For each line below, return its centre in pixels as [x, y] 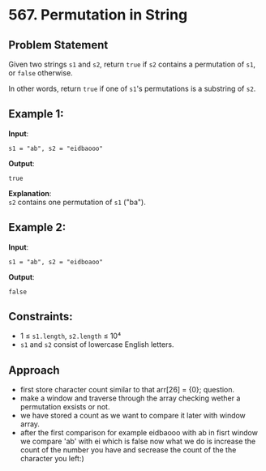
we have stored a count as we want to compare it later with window [133, 416]
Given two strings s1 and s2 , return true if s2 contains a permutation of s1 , [132, 64]
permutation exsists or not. [65, 407]
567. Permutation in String [98, 15]
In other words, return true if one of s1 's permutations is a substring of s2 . [132, 88]
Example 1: [36, 114]
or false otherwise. [41, 73]
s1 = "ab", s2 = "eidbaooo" [56, 148]
